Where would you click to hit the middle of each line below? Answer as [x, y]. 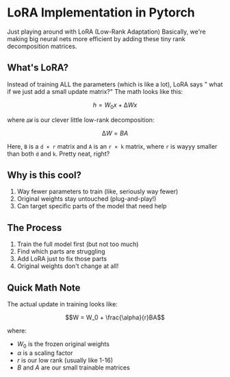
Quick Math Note [44, 288]
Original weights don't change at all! [68, 266]
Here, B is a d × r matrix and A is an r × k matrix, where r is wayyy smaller [112, 146]
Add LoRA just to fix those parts [62, 259]
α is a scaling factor [45, 353]
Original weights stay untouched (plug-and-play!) [87, 199]
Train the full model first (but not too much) [78, 244]
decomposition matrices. [42, 46]
